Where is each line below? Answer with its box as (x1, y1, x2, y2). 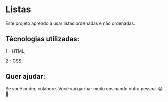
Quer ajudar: (5, 72, 46, 81)
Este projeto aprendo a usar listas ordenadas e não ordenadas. (5, 20, 135, 26)
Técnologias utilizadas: (5, 35, 79, 43)
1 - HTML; (5, 48, 26, 54)
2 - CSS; (5, 58, 23, 64)
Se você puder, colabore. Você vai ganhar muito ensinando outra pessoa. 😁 (5, 85, 163, 91)
